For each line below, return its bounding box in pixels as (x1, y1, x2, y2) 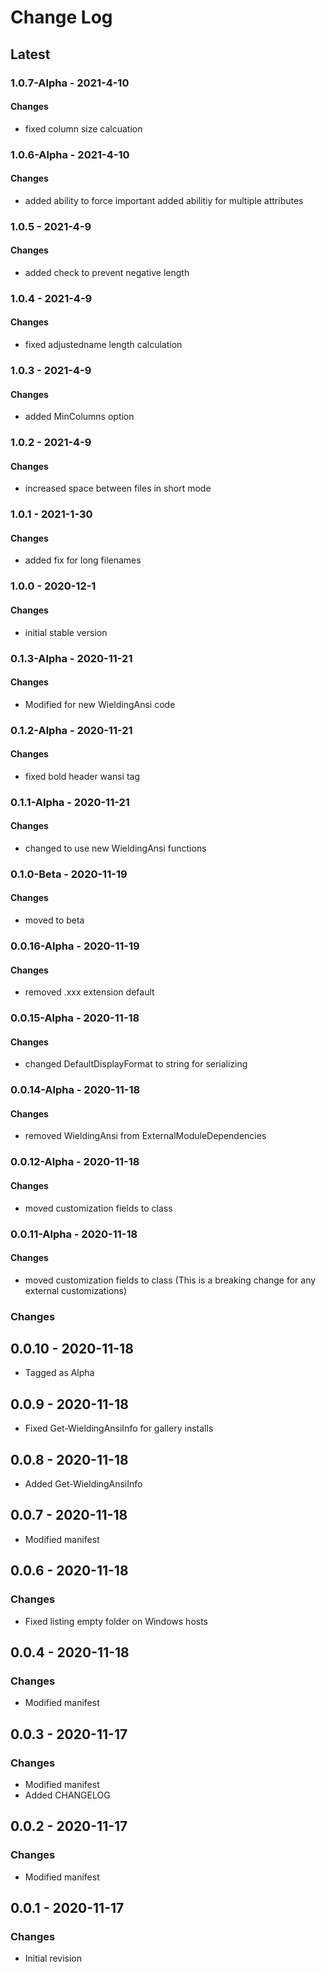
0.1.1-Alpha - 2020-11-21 (10, 795, 130, 809)
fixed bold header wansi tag (24, 770, 141, 782)
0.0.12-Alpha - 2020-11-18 (10, 1155, 140, 1169)
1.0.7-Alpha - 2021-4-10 (10, 76, 130, 90)
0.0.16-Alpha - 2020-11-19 (10, 939, 140, 953)
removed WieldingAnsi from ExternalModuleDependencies (24, 1130, 267, 1142)
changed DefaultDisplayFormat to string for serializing (24, 1058, 248, 1070)
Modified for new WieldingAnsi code (24, 698, 176, 710)
